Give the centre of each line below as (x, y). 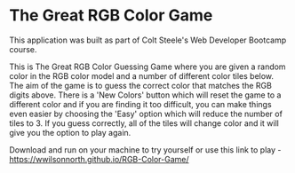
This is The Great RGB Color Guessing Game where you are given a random (147, 67)
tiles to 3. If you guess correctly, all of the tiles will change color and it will (144, 123)
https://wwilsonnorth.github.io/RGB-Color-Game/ (99, 159)
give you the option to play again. (70, 132)
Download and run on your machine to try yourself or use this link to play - (145, 149)
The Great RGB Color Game (111, 16)
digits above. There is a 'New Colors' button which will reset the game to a (145, 95)
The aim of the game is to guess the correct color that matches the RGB (141, 85)
